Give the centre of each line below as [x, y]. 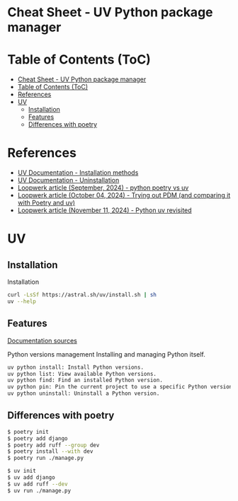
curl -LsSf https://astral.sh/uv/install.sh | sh [82, 295]
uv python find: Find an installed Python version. [85, 380]
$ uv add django [31, 478]
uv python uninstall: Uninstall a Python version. [84, 393]
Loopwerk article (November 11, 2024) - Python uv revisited [105, 210]
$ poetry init [28, 432]
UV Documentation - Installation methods [78, 173]
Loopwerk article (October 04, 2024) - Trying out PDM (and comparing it [124, 195]
